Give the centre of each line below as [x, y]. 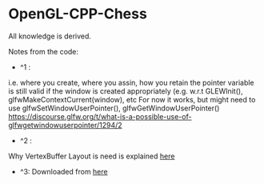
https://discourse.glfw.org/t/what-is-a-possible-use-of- [100, 116]
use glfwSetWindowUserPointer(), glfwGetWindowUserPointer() [114, 108]
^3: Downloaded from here [64, 171]
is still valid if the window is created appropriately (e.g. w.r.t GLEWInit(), [126, 91]
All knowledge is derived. [50, 36]
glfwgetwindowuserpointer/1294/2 [65, 125]
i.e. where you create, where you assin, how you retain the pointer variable [131, 82]
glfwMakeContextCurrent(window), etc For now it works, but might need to [132, 99]
